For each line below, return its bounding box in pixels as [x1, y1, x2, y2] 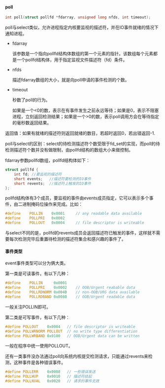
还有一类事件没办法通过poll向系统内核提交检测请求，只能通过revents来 [5, 353, 149, 359]
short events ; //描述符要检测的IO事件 [14, 176, 91, 181]
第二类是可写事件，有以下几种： [5, 314, 70, 320]
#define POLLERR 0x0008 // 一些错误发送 [5, 369, 96, 375]
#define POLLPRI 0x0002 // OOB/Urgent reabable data [5, 285, 135, 290]
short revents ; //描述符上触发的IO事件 [14, 181, 91, 186]
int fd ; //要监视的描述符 [14, 172, 62, 177]
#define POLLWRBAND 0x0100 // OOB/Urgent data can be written [5, 333, 140, 338]
